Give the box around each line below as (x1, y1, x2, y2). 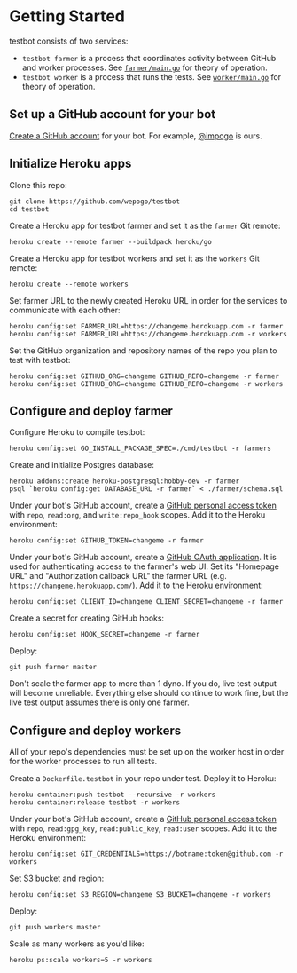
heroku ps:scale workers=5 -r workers (9, 956, 152, 965)
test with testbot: (9, 354, 71, 365)
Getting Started (9, 6, 126, 27)
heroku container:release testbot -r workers (9, 798, 180, 807)
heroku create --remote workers (9, 280, 129, 289)
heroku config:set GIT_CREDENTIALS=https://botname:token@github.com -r (9, 850, 284, 858)
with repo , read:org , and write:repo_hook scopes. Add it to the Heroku (9, 510, 266, 520)
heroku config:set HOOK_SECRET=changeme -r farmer (9, 630, 200, 639)
